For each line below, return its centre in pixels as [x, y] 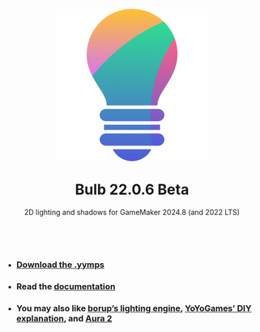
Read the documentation [66, 287]
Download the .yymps [60, 265]
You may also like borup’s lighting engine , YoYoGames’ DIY [134, 308]
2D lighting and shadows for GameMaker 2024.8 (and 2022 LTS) [132, 212]
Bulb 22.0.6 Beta [132, 190]
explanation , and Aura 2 [64, 318]
